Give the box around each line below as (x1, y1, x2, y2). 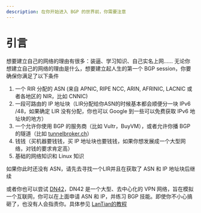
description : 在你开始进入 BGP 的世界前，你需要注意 (6, 8, 127, 15)
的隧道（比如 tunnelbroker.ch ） (14, 130, 92, 137)
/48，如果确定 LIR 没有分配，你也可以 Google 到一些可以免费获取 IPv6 (14, 107, 189, 114)
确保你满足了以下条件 (6, 72, 59, 80)
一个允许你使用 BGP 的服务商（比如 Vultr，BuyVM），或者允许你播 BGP (14, 122, 191, 129)
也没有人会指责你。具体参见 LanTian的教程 (22, 200, 127, 207)
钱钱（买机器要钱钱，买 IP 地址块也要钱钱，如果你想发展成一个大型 (14, 137, 181, 144)
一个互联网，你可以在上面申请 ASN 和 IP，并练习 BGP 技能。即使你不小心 (6, 193, 188, 200)
